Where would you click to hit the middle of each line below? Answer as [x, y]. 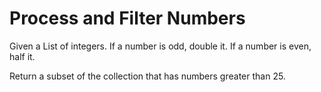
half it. [22, 56]
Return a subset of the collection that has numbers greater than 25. [147, 76]
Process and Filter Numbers [127, 18]
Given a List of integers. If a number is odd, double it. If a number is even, [160, 46]
